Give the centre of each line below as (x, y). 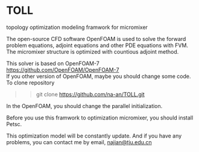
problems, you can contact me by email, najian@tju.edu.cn (79, 142)
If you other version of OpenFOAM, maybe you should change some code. (99, 76)
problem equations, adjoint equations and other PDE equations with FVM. (97, 45)
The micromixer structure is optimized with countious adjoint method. (93, 51)
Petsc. (14, 124)
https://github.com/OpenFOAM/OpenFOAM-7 (63, 69)
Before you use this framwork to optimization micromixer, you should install (100, 118)
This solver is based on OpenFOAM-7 (53, 63)
